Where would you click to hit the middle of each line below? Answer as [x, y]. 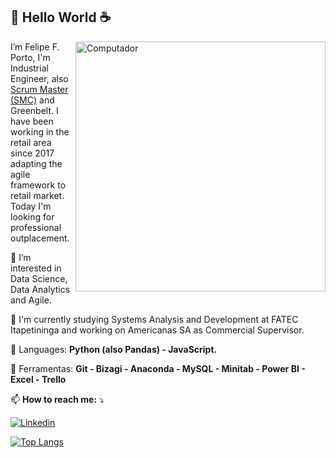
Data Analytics [40, 289]
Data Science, [39, 278]
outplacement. [40, 238]
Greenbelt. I [34, 110]
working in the [40, 131]
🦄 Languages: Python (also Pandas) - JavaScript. [114, 349]
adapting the [36, 163]
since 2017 [32, 153]
